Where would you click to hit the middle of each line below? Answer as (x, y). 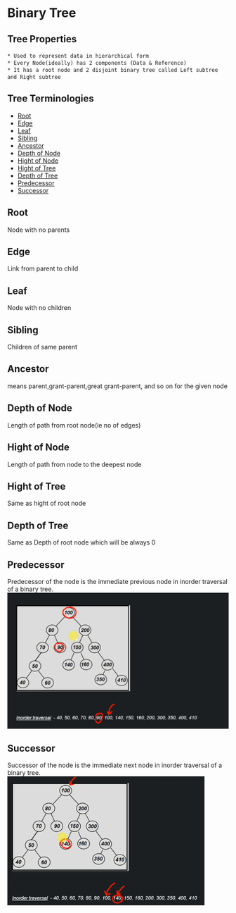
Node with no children (39, 308)
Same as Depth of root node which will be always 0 (81, 542)
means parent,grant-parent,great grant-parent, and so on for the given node (118, 386)
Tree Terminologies (51, 99)
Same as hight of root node (47, 503)
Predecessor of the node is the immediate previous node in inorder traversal (118, 581)
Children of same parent (42, 347)
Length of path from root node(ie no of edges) (74, 425)
